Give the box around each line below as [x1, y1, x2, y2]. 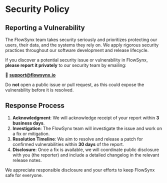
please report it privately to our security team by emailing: [5, 62, 126, 68]
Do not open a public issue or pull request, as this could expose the [5, 81, 144, 87]
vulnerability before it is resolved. [5, 87, 74, 93]
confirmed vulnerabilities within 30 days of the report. [12, 141, 124, 147]
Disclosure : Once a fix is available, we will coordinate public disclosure [12, 146, 159, 152]
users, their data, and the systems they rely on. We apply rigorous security [5, 42, 159, 48]
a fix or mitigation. [12, 130, 50, 136]
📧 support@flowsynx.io [5, 72, 56, 78]
